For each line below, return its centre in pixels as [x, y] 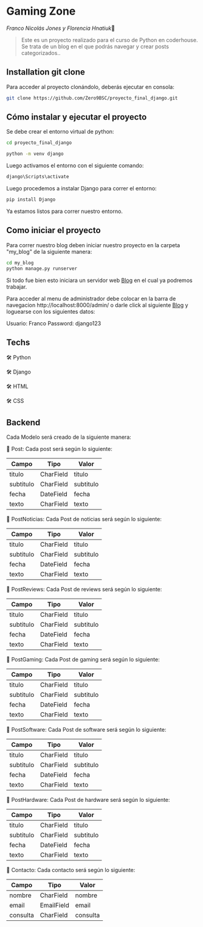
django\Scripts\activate [38, 177]
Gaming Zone [41, 11]
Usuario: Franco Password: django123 [54, 323]
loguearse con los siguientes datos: [51, 311]
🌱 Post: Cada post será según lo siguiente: [59, 449]
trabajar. [17, 287]
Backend [23, 422]
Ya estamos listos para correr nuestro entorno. [65, 211]
